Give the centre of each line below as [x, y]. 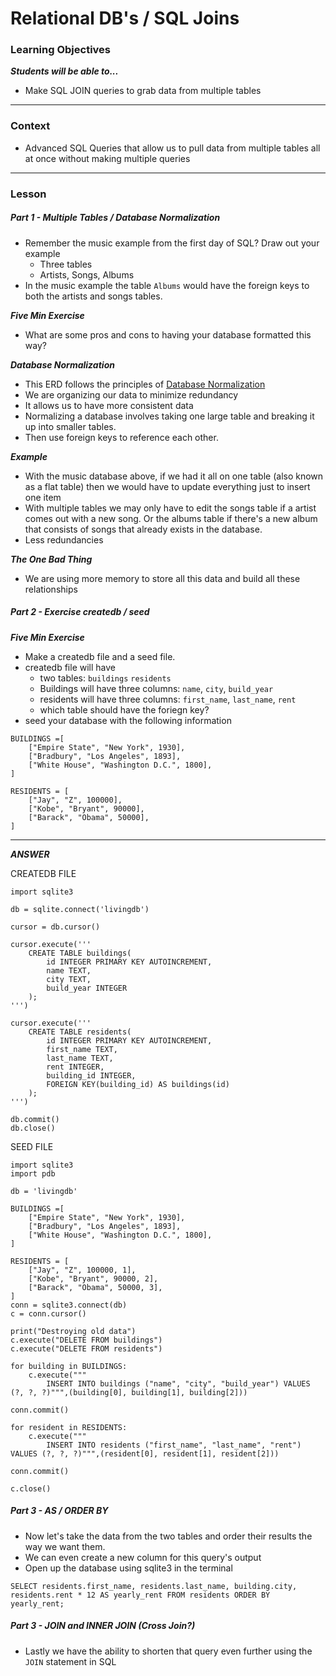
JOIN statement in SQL [70, 1661]
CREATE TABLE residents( [80, 1032]
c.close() [31, 1488]
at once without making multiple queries [107, 158]
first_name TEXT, [82, 1049]
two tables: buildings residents [105, 678]
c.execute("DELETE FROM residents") [86, 1348]
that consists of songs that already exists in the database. [143, 529]
